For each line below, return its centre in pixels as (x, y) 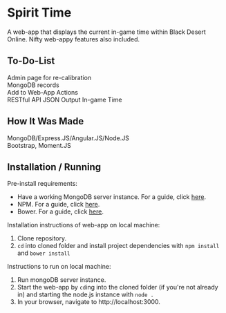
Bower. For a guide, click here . (60, 211)
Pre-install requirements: (43, 184)
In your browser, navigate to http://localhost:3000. (89, 302)
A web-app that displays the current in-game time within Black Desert (106, 32)
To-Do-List (31, 61)
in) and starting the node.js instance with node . (85, 294)
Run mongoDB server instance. (62, 280)
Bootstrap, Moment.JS (39, 145)
